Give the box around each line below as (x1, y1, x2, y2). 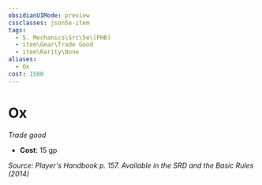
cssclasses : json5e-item (8, 19, 90, 27)
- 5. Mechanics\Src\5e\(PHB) (15, 33, 111, 42)
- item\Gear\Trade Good (15, 41, 93, 49)
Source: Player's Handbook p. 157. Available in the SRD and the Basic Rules (8, 161, 254, 170)
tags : (8, 26, 26, 34)
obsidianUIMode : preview (8, 11, 90, 20)
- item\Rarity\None (15, 48, 80, 56)
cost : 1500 (8, 70, 44, 78)
